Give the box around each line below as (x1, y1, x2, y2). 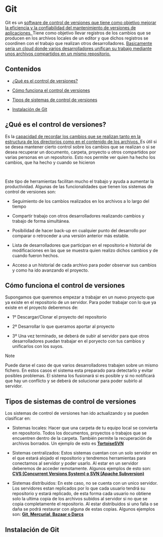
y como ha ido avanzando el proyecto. (12, 267, 89, 273)
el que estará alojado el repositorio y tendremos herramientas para (12, 455, 146, 461)
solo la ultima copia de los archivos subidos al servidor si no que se (12, 496, 147, 502)
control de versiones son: (5, 189, 56, 194)
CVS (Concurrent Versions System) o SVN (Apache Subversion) (12, 471, 145, 477)
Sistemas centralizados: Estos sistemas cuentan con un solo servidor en (12, 450, 157, 456)
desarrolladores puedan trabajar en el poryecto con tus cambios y (12, 338, 145, 344)
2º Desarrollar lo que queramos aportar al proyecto (12, 323, 115, 329)
